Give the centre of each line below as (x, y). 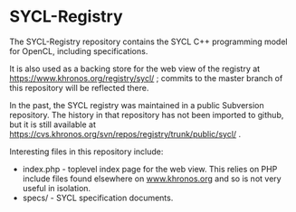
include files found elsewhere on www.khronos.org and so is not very (152, 179)
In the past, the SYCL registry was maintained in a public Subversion (137, 105)
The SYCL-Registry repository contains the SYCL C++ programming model (148, 41)
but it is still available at (53, 124)
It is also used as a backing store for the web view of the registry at (135, 69)
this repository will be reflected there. (79, 88)
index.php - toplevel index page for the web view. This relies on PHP (150, 169)
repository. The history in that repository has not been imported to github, (147, 115)
